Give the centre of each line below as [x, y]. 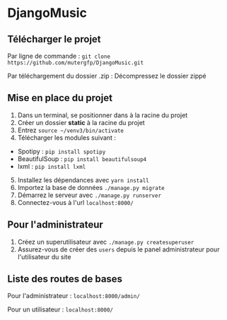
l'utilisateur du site [44, 256]
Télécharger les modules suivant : [67, 137]
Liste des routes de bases [65, 279]
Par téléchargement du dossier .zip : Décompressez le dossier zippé [107, 76]
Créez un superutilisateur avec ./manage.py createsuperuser [106, 242]
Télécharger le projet [54, 39]
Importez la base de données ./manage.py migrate [91, 187]
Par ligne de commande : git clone [59, 56]
